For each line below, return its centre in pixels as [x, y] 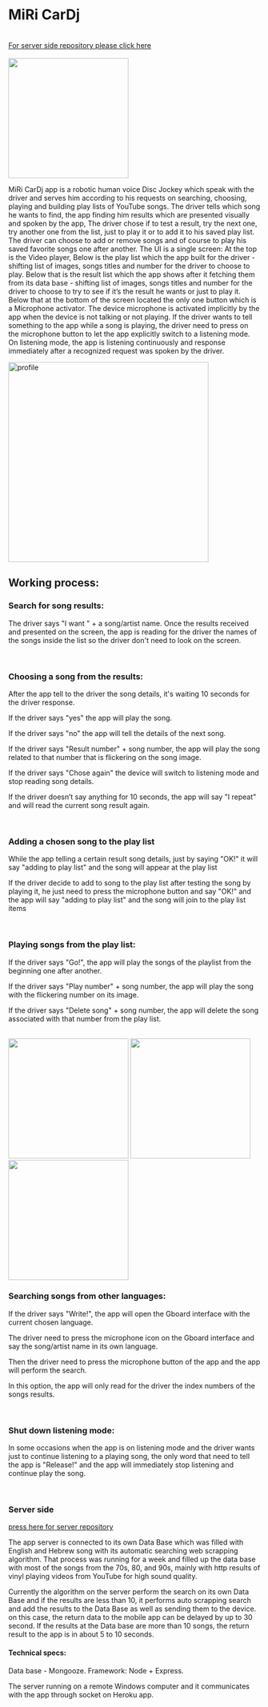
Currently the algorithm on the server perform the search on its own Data [129, 1592]
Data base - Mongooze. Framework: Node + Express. [96, 1670]
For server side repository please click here [80, 45]
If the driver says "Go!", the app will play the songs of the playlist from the [130, 962]
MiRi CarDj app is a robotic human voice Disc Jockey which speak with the [131, 189]
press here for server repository [61, 1527]
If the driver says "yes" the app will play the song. [90, 718]
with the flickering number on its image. [74, 994]
